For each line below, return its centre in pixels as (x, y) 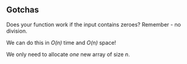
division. (17, 31)
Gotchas (23, 10)
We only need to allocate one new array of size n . (68, 54)
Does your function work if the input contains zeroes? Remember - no (93, 24)
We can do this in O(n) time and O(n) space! (61, 42)
